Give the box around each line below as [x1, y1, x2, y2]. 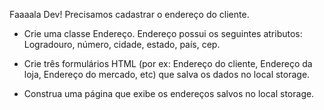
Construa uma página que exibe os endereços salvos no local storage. [23, 88, 315, 99]
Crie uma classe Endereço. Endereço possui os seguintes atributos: [23, 28, 303, 39]
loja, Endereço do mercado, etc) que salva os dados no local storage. [23, 69, 311, 80]
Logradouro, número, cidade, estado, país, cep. [23, 39, 221, 50]
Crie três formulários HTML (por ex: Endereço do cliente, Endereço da [23, 58, 313, 69]
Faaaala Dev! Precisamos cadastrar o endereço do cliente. [9, 9, 250, 20]
